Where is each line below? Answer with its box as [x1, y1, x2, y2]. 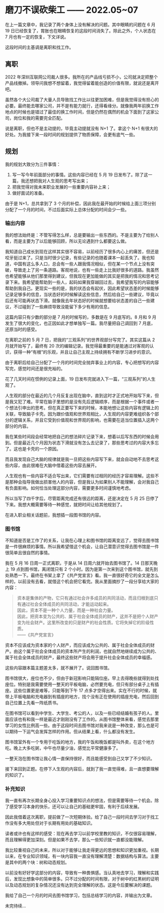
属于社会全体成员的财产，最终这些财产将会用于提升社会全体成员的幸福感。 [5, 655, 155, 661]
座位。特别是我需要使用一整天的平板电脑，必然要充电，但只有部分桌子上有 [5, 682, 155, 688]
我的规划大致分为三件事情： [5, 161, 61, 167]
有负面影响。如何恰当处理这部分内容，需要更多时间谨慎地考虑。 [5, 485, 133, 491]
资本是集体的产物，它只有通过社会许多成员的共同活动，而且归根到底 [17, 595, 154, 601]
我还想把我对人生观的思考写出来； [20, 177, 89, 184]
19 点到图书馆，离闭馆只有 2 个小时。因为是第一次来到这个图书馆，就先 [10, 567, 154, 572]
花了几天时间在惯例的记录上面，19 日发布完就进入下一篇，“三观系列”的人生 [5, 376, 156, 382]
